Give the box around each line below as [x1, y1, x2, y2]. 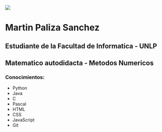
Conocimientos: [5, 73, 45, 80]
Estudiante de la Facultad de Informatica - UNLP [5, 41, 158, 50]
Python [12, 85, 27, 91]
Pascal [12, 101, 26, 107]
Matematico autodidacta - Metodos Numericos [5, 58, 154, 67]
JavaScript [12, 117, 35, 123]
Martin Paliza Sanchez [5, 22, 100, 33]
